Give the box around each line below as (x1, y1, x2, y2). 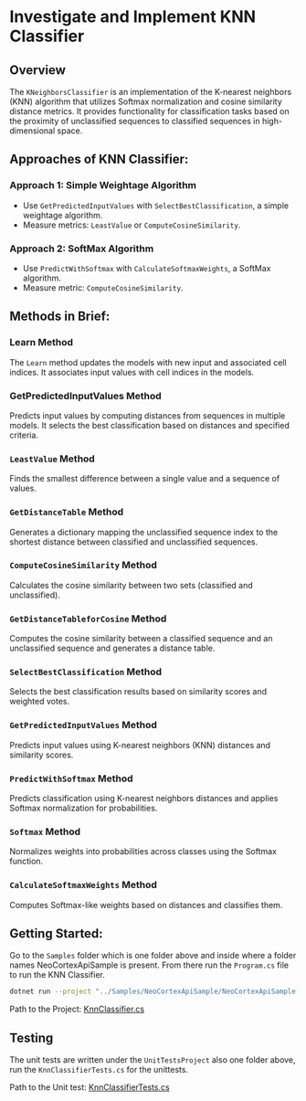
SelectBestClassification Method (9, 665, 163, 678)
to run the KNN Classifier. (9, 969, 105, 980)
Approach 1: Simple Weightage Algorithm (9, 179, 197, 192)
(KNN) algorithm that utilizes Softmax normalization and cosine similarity (9, 96, 283, 107)
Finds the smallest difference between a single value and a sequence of (9, 473, 280, 484)
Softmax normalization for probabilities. (9, 802, 158, 814)
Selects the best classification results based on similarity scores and (9, 686, 268, 697)
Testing (9, 1030, 54, 1045)
